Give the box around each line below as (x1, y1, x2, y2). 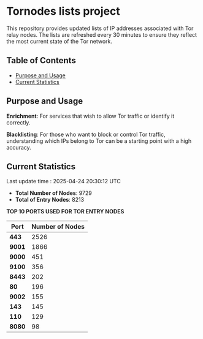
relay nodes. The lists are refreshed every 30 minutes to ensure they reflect (6, 31, 197, 38)
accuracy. (6, 143, 32, 151)
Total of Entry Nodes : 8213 (15, 196, 85, 204)
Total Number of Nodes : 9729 (15, 189, 92, 197)
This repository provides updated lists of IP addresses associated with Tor (6, 25, 194, 32)
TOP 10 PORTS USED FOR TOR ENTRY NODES (6, 208, 124, 215)
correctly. (6, 118, 31, 126)
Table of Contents (6, 55, 77, 66)
